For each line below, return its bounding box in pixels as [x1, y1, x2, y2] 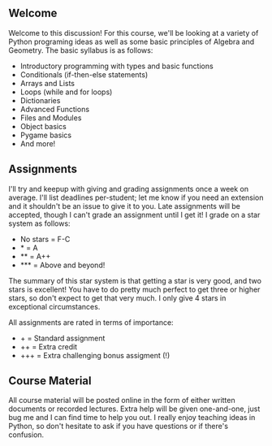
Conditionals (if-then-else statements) [19, 69, 149, 80]
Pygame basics [19, 130, 71, 140]
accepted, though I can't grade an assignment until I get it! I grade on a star [8, 210, 261, 219]
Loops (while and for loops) [19, 87, 113, 97]
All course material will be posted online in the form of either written [8, 396, 235, 405]
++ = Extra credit [19, 341, 78, 352]
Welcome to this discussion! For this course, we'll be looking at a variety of [8, 28, 259, 37]
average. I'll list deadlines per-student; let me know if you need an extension [8, 193, 264, 202]
